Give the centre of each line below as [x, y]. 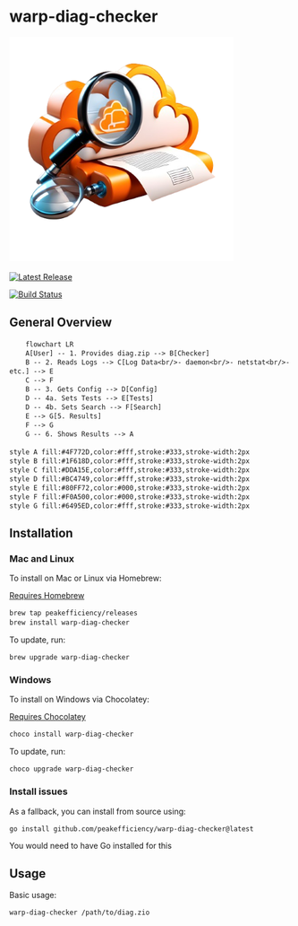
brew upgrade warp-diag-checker [69, 658]
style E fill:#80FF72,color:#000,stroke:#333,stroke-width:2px [130, 488]
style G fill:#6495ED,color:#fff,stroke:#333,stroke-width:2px [130, 506]
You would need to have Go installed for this [91, 845]
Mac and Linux [42, 559]
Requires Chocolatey [48, 717]
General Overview [61, 323]
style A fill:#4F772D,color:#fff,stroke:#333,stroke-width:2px [130, 452]
